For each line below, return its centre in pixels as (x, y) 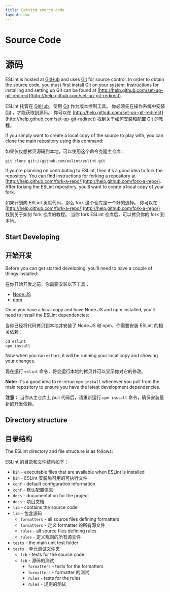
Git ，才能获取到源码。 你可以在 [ (40, 112)
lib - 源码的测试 (37, 560)
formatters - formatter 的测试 (59, 572)
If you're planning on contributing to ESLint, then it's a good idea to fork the (84, 170)
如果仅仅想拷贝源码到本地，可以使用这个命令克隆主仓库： (65, 151)
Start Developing (32, 237)
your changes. (20, 361)
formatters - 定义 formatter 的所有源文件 (63, 525)
